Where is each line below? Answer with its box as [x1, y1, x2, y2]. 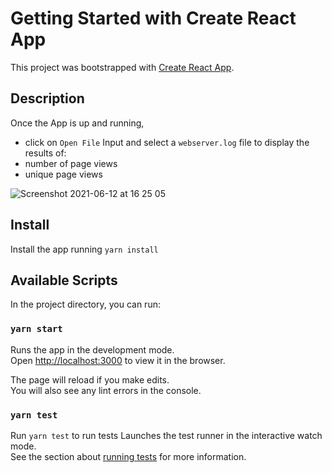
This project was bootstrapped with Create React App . [10, 61, 235, 73]
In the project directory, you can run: [10, 298, 161, 311]
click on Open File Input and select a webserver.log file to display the [24, 136, 310, 148]
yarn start [10, 323, 63, 335]
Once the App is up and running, [10, 117, 145, 129]
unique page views [24, 168, 103, 180]
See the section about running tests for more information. [10, 450, 247, 462]
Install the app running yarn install [10, 243, 159, 255]
